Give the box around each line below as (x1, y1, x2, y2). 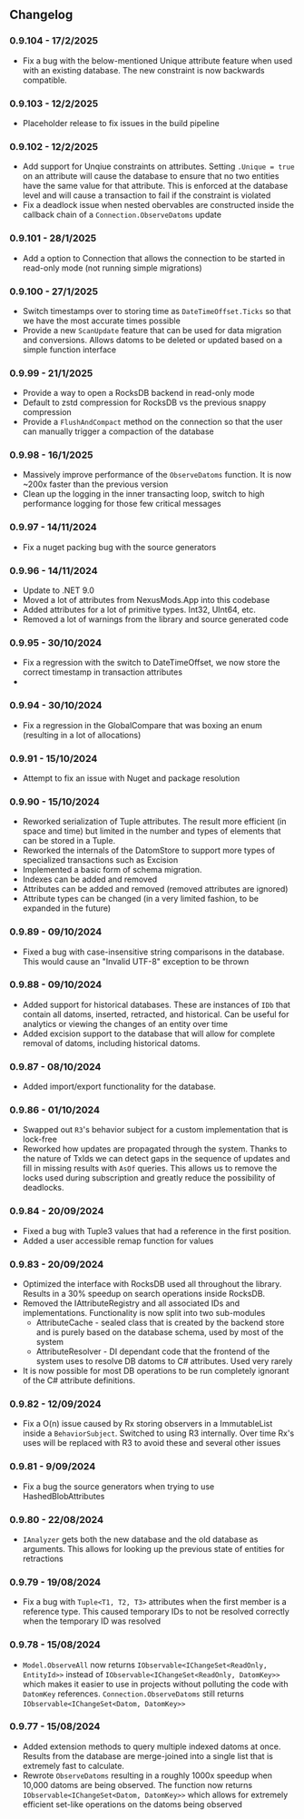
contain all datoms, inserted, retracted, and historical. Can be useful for (22, 1008, 289, 1020)
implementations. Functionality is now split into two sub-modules (22, 1308, 266, 1319)
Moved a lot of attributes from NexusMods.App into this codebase (22, 595, 270, 606)
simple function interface (22, 344, 116, 355)
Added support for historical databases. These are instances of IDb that (22, 999, 290, 1010)
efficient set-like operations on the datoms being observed (22, 1798, 242, 1810)
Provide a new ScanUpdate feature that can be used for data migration (22, 324, 282, 335)
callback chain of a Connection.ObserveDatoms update (22, 209, 222, 221)
